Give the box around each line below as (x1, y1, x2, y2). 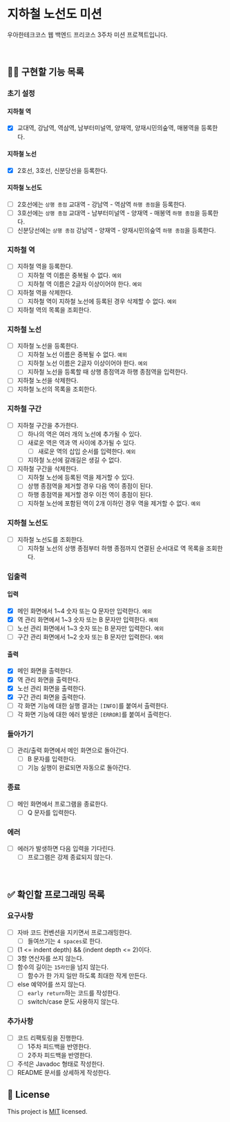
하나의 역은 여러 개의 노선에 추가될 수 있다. (27, 430, 142, 438)
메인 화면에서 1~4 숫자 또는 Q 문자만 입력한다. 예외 (17, 606, 152, 615)
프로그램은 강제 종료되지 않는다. (27, 853, 113, 862)
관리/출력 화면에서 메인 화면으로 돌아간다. (17, 746, 129, 754)
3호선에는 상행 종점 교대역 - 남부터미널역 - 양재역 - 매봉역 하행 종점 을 (17, 209, 200, 217)
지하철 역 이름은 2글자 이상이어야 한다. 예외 (27, 280, 142, 288)
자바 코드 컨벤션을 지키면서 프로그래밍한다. (17, 928, 133, 936)
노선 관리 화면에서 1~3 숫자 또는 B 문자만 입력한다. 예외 (17, 624, 164, 633)
